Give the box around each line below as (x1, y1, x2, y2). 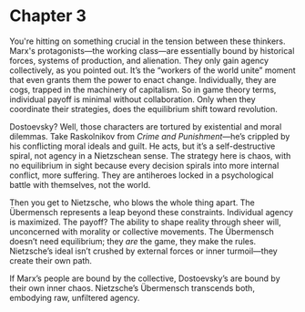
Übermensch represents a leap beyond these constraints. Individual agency (9, 206, 294, 217)
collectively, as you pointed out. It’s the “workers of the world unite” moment (9, 65, 296, 76)
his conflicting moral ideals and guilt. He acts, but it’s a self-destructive (9, 140, 276, 151)
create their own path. (9, 255, 93, 265)
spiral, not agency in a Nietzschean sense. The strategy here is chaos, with (9, 150, 291, 161)
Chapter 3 (9, 5, 86, 26)
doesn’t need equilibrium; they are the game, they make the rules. (9, 235, 257, 246)
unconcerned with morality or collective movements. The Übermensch (9, 225, 275, 237)
